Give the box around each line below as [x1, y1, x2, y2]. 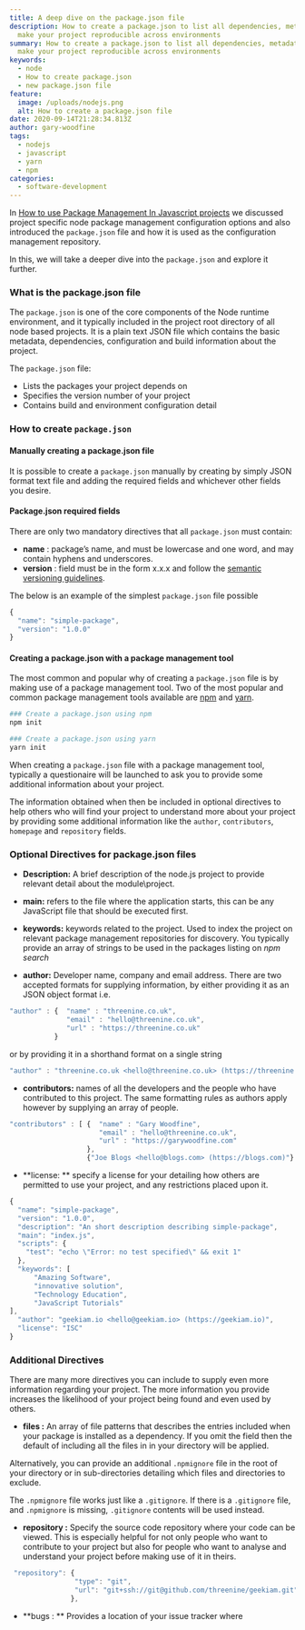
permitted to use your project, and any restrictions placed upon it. [22, 1179, 269, 1190]
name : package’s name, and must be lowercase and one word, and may [22, 543, 294, 555]
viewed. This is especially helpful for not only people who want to [22, 1532, 268, 1543]
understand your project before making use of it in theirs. [22, 1551, 237, 1562]
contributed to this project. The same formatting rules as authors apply [22, 1092, 288, 1103]
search [22, 952, 50, 964]
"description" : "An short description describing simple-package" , [17, 1222, 279, 1232]
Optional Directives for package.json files [9, 847, 197, 860]
